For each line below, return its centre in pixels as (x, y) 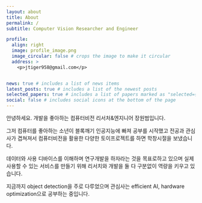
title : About (23, 17)
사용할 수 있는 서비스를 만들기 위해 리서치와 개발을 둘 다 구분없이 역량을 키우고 (98, 166)
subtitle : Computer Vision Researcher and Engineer (72, 29)
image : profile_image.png (44, 51)
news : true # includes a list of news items (63, 83)
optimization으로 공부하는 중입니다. (48, 194)
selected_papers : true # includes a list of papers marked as (86, 95)
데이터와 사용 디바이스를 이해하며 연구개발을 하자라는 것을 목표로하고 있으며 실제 (100, 159)
